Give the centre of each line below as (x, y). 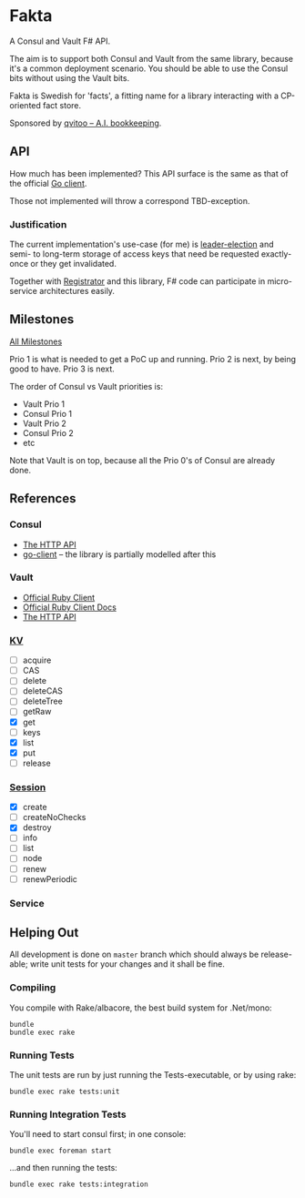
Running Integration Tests (68, 1114)
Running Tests (42, 1055)
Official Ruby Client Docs (69, 607)
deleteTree (43, 701)
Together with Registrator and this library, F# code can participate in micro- (151, 281)
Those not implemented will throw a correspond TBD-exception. (130, 200)
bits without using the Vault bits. (70, 77)
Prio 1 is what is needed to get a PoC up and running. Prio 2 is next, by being (153, 359)
